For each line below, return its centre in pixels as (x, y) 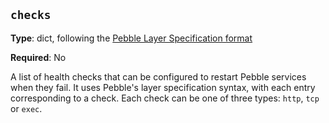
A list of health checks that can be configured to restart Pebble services (158, 76)
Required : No (38, 57)
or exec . (26, 108)
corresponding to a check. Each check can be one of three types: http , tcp (165, 98)
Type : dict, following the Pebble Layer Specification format (131, 38)
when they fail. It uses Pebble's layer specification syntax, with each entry (163, 87)
